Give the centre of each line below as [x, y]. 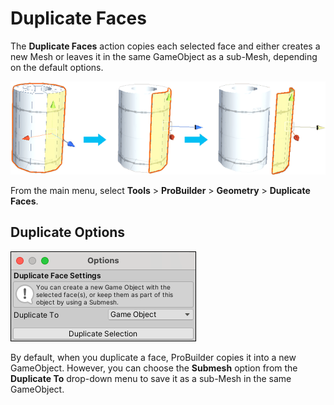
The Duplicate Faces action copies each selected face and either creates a [165, 46]
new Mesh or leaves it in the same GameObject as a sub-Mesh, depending [164, 56]
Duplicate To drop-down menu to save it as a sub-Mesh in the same [151, 378]
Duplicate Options [68, 232]
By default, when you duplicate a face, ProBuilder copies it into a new [153, 357]
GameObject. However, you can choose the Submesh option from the [154, 368]
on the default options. [57, 67]
